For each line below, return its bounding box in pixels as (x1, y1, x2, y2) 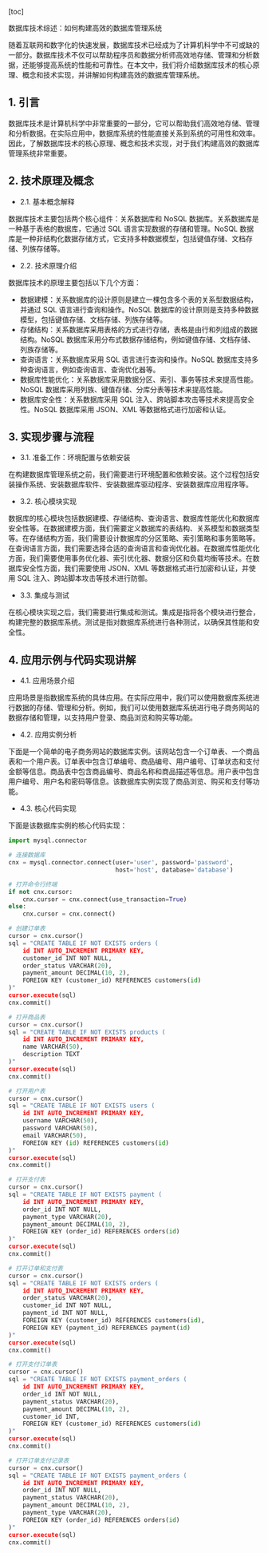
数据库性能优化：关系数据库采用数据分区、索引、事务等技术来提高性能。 (19, 375, 258, 384)
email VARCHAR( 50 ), (22, 1131, 88, 1139)
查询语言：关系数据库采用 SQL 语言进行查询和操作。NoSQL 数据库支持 (19, 355, 252, 364)
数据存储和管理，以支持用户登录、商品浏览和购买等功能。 (8, 713, 197, 722)
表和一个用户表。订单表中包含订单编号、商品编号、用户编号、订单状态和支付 (8, 757, 260, 766)
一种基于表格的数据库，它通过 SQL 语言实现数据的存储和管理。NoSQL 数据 (8, 224, 254, 233)
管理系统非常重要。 (8, 148, 72, 158)
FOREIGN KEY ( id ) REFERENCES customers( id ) (22, 1138, 170, 1147)
